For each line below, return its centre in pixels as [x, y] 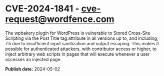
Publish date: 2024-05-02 [33, 69]
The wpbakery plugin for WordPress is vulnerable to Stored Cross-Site [78, 33]
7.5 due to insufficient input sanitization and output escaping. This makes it [82, 43]
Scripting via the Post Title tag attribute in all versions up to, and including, [82, 38]
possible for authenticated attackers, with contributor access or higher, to [81, 49]
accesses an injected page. [33, 59]
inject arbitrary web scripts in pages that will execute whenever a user [77, 54]
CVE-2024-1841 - [42, 9]
